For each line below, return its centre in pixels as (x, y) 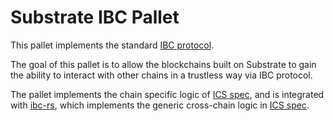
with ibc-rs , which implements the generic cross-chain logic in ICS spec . (160, 105)
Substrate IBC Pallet (95, 17)
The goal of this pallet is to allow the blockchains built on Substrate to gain (163, 64)
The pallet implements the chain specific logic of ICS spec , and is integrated (167, 94)
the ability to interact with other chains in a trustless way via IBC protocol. (161, 75)
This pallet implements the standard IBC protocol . (112, 45)
